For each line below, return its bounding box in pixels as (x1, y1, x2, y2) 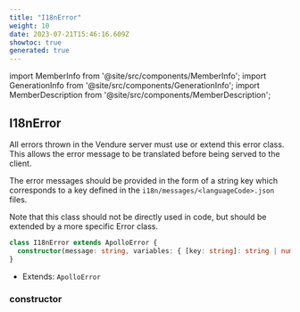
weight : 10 (9, 21, 50, 30)
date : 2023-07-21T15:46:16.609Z (9, 29, 129, 38)
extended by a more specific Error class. (9, 220, 159, 232)
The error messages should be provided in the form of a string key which (9, 175, 279, 185)
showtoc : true (9, 37, 62, 47)
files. (9, 193, 28, 205)
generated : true (9, 46, 70, 55)
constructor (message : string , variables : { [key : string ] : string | (17, 246, 278, 255)
